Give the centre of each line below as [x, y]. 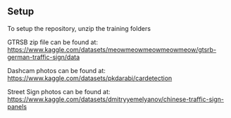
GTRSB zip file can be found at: [53, 42]
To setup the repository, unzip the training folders [79, 28]
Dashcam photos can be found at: [56, 70]
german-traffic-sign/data [44, 57]
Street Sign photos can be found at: [59, 91]
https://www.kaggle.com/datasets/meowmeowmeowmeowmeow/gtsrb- [112, 49]
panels [17, 106]
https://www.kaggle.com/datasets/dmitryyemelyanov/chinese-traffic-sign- [115, 99]
